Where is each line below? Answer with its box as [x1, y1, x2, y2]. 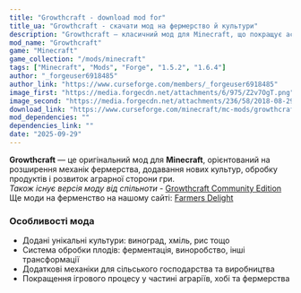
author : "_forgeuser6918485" [9, 72, 118, 81]
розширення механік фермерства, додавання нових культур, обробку [9, 163, 278, 175]
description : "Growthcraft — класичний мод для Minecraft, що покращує [9, 30, 282, 39]
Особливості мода [9, 214, 95, 227]
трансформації [21, 254, 80, 265]
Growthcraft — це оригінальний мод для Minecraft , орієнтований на [9, 154, 271, 165]
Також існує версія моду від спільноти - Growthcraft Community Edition [9, 183, 282, 194]
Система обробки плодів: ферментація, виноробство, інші [21, 245, 245, 255]
